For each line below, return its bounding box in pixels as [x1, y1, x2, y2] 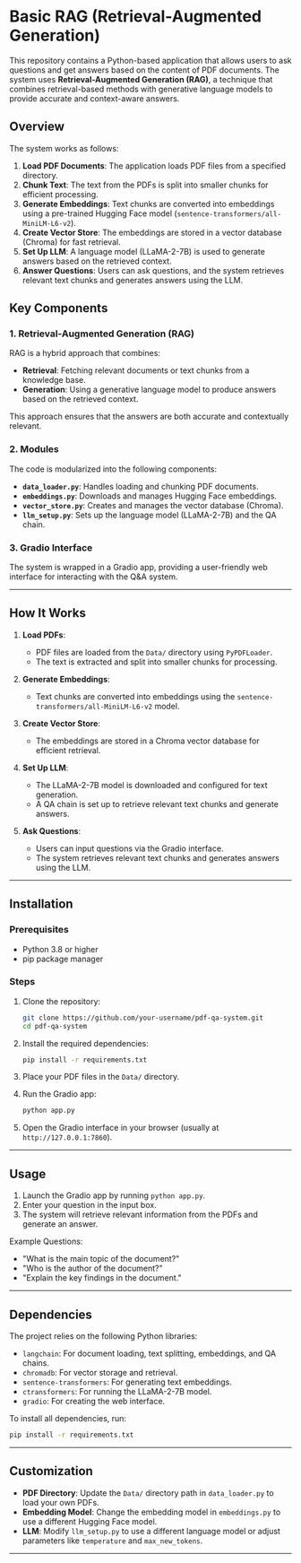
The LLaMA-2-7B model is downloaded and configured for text [35, 779, 268, 790]
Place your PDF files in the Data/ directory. [21, 1072, 180, 1082]
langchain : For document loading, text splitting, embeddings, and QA [21, 1348, 276, 1359]
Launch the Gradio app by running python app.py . [21, 1190, 206, 1201]
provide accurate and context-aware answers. [9, 92, 180, 104]
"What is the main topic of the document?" [21, 1254, 180, 1264]
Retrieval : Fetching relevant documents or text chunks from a [21, 365, 250, 376]
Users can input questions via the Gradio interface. [35, 843, 224, 854]
